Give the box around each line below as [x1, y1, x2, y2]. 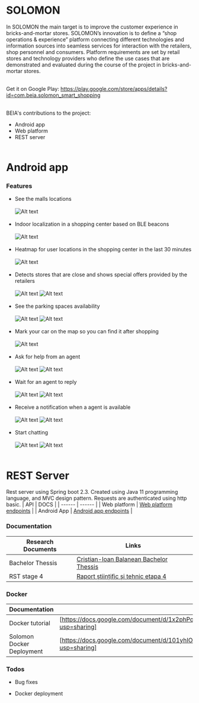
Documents [23, 545, 57, 553]
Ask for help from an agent [14, 353, 81, 360]
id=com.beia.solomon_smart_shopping [6, 92, 101, 99]
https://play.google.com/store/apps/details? [60, 85, 168, 92]
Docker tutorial [9, 619, 50, 627]
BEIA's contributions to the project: [6, 109, 91, 116]
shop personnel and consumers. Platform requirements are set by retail [6, 48, 180, 55]
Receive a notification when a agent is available [14, 403, 131, 411]
